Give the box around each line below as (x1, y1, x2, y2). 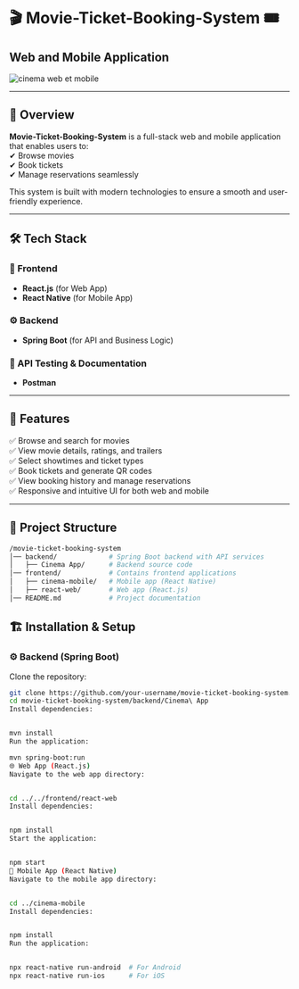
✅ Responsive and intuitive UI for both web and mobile (9, 485, 210, 496)
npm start (9, 859, 46, 868)
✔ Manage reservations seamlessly (9, 169, 140, 179)
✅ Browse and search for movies (9, 435, 131, 445)
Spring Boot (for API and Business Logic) (21, 335, 174, 345)
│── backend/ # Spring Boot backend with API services (9, 552, 265, 561)
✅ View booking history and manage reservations (9, 475, 191, 486)
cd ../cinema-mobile (9, 899, 86, 908)
